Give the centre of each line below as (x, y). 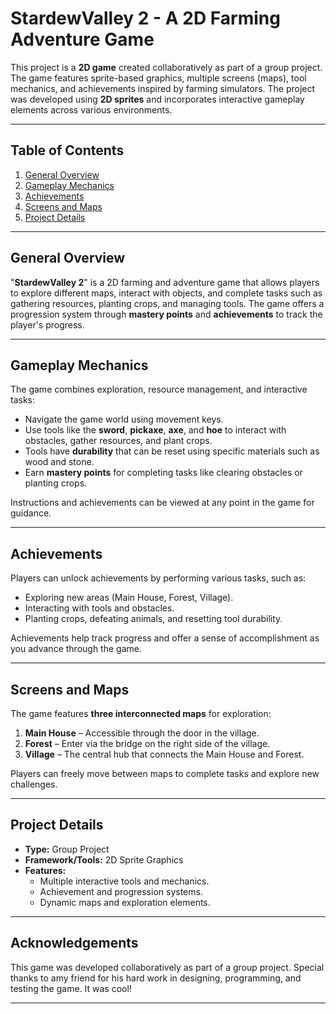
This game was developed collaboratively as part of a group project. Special (167, 967)
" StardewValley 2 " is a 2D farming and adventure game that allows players (165, 282)
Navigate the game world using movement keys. (124, 419)
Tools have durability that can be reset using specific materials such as (172, 451)
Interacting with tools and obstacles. (99, 608)
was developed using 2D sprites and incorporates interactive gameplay (157, 99)
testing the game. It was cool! (71, 988)
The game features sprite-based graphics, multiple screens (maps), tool (158, 78)
